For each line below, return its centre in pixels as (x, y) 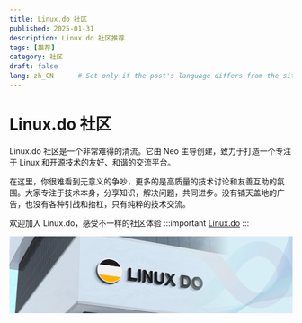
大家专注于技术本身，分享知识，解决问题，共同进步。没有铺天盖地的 (151, 193)
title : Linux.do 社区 (49, 19)
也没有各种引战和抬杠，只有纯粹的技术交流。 (107, 203)
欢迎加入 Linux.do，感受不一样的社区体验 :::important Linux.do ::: (129, 223)
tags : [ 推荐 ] (32, 48)
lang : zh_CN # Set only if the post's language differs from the (144, 76)
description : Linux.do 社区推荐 (67, 38)
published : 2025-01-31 (52, 28)
